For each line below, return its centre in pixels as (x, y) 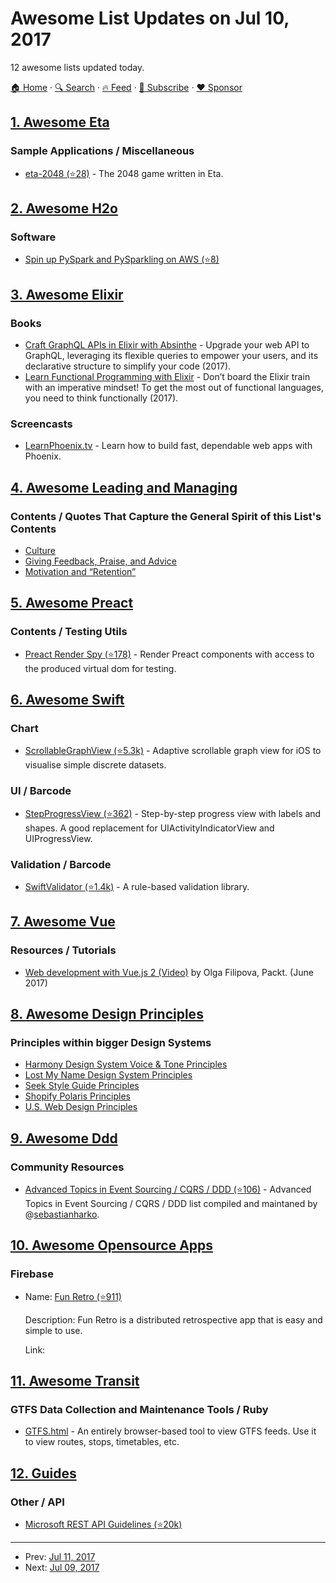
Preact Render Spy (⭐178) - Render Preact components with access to (169, 654)
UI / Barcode (41, 791)
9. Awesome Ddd (64, 1138)
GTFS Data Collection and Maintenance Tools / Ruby (139, 1410)
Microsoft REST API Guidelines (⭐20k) (103, 1524)
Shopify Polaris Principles (77, 1096)
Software (33, 237)
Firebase (32, 1274)
